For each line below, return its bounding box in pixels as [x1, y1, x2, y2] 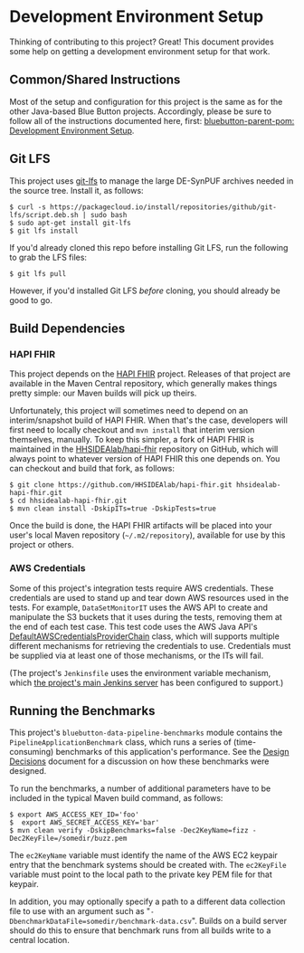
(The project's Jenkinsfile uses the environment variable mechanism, [9, 667, 271, 678]
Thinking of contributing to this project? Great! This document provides [9, 36, 274, 47]
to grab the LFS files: [9, 252, 88, 262]
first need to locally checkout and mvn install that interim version [9, 424, 255, 435]
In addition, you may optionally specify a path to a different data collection [9, 896, 286, 907]
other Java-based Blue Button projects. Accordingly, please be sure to [9, 106, 271, 117]
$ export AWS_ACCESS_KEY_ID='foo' [9, 810, 140, 820]
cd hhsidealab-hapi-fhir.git [17, 496, 128, 506]
